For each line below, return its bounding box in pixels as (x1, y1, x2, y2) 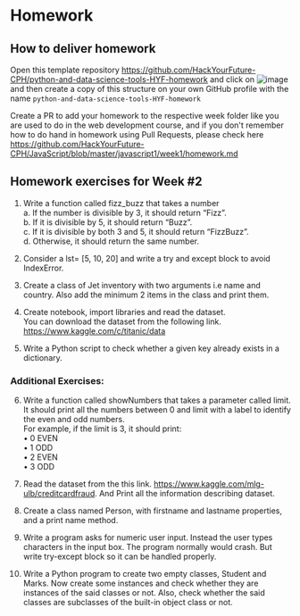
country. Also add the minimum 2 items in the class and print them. (22, 289, 270, 300)
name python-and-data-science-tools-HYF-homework (10, 93, 202, 104)
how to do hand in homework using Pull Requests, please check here (10, 129, 264, 139)
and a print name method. (22, 515, 119, 526)
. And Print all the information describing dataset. (94, 488, 275, 499)
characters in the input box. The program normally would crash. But (22, 542, 272, 553)
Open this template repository (10, 64, 120, 75)
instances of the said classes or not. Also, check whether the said (22, 587, 266, 598)
